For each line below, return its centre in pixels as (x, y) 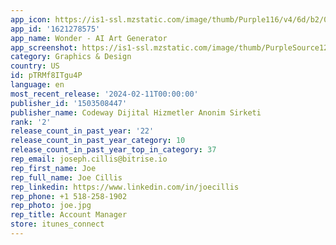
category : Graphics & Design (71, 57)
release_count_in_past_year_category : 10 (98, 141)
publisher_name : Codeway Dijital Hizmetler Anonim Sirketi (136, 112)
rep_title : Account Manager (69, 215)
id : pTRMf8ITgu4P (46, 76)
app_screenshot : (44, 47)
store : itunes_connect (57, 224)
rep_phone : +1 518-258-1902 (69, 196)
